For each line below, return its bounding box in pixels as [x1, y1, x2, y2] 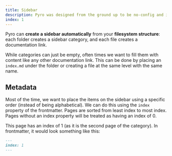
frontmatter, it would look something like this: [5, 128, 100, 135]
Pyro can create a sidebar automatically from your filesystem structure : [5, 31, 160, 37]
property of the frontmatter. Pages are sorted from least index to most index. [5, 107, 167, 114]
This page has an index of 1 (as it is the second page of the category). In [5, 123, 158, 129]
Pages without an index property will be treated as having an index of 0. [5, 113, 157, 119]
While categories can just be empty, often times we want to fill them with [5, 52, 159, 58]
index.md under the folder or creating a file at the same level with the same [5, 62, 163, 69]
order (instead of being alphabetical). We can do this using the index [5, 102, 150, 108]
